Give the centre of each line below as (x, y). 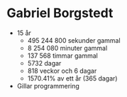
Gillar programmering (48, 86)
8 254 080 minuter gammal (67, 48)
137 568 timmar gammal (63, 56)
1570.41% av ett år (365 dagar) (72, 78)
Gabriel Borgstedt (60, 13)
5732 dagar (44, 63)
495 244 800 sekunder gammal (74, 40)
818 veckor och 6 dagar (62, 71)
